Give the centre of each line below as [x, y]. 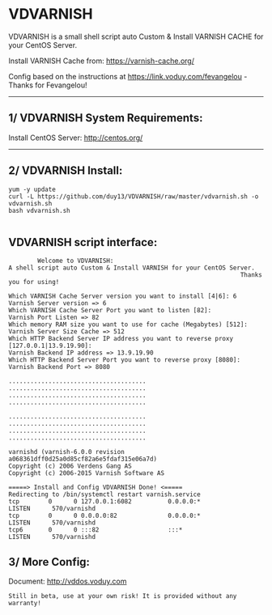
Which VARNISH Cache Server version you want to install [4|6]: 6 [123, 296]
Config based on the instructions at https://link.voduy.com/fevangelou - [128, 76]
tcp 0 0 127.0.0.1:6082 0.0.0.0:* [104, 502]
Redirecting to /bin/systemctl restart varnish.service [104, 494]
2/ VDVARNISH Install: [66, 171]
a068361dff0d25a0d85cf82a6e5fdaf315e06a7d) [83, 459]
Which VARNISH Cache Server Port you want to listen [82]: [110, 311]
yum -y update [32, 189]
